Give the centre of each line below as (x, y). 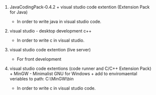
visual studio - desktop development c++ (50, 31)
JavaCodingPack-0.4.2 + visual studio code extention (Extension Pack (79, 7)
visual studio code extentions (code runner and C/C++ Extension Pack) (80, 68)
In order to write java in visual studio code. (59, 22)
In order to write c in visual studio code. (56, 88)
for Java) (19, 12)
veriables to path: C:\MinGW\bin (42, 79)
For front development (39, 59)
